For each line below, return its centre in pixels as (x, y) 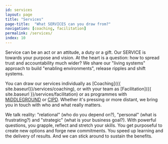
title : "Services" (24, 19)
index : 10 (16, 38)
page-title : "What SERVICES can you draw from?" (58, 24)
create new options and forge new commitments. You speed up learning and (84, 130)
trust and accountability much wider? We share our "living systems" (75, 63)
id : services (19, 10)
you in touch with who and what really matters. (53, 105)
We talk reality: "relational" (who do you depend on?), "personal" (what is (81, 114)
